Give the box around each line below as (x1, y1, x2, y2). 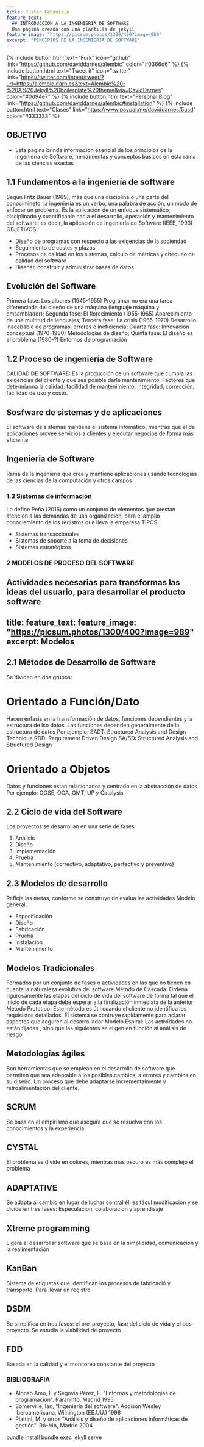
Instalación (15, 939, 43, 946)
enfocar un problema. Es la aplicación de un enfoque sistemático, (6, 206, 171, 214)
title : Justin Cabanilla (6, 9, 69, 15)
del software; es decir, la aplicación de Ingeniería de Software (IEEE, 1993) (6, 219, 193, 226)
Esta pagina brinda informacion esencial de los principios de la (15, 146, 173, 153)
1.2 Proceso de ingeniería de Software (6, 353, 153, 364)
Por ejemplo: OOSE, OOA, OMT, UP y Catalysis (6, 788, 124, 796)
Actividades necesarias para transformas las (6, 577, 181, 588)
